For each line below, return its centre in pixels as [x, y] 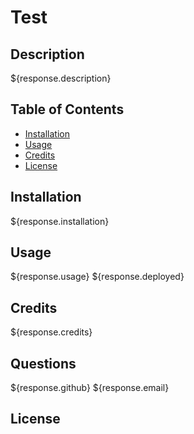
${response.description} [61, 78]
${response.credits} [51, 332]
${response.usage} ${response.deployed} [97, 277]
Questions [43, 363]
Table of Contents [67, 109]
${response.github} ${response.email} [90, 388]
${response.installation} [60, 221]
